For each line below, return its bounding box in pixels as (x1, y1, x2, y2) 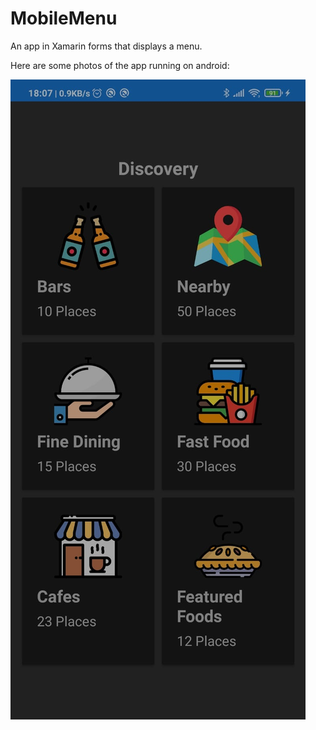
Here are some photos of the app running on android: (10, 59, 230, 71)
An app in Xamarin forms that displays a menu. (10, 40, 203, 52)
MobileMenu (10, 7, 118, 30)
